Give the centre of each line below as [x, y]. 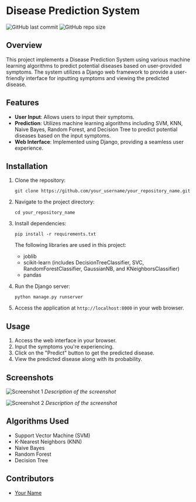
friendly [16, 78]
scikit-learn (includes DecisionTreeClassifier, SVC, [84, 263]
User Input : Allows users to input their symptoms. [74, 117]
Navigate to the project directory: [54, 202]
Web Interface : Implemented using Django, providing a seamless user [99, 142]
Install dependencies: [40, 224]
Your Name [28, 493]
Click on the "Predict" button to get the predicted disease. [85, 353]
